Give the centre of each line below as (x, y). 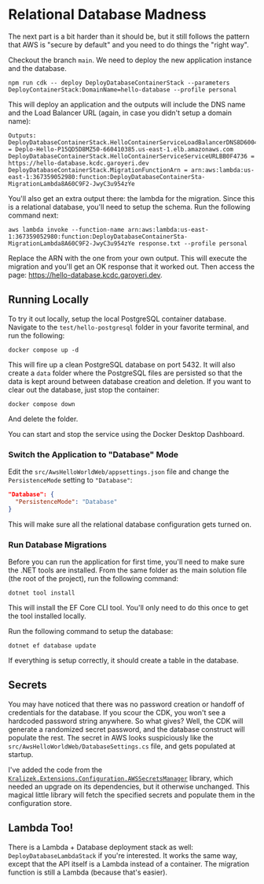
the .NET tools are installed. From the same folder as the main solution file (128, 570)
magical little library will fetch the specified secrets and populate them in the (132, 795)
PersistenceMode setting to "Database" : (70, 480)
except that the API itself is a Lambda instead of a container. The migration (129, 863)
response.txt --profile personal (192, 243)
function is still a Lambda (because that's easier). (88, 872)
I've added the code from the (55, 770)
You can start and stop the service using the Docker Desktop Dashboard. (126, 434)
